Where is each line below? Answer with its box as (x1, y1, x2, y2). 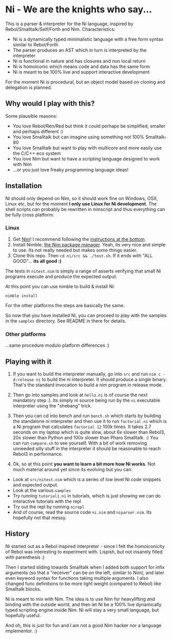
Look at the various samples (12, 487, 71, 493)
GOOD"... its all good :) (12, 258, 62, 264)
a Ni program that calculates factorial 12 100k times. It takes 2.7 (12, 423, 151, 430)
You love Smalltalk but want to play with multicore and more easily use (12, 145, 162, 151)
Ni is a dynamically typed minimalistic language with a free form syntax (12, 36, 164, 42)
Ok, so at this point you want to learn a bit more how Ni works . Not (12, 460, 156, 467)
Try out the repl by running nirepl (12, 503, 85, 510)
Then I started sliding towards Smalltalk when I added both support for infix (5, 564, 165, 570)
